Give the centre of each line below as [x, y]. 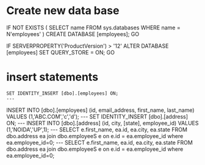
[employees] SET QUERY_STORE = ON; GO [60, 52]
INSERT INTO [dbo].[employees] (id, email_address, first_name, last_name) [100, 110]
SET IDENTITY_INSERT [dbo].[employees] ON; [63, 93]
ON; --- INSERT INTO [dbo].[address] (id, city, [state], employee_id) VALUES [103, 123]
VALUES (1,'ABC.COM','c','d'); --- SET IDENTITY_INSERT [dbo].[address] [97, 116]
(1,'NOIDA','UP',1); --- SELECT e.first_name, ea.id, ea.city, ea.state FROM [97, 130]
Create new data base [63, 11]
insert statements [52, 77]
